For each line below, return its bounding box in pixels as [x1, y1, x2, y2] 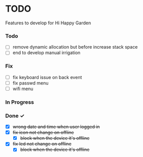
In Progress [5, 98, 34, 105]
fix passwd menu [12, 80, 49, 86]
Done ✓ [5, 112, 25, 119]
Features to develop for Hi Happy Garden [5, 20, 91, 26]
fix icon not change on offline [12, 130, 75, 136]
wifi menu [12, 86, 34, 92]
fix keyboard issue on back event [12, 74, 82, 80]
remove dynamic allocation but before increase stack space [12, 44, 138, 50]
